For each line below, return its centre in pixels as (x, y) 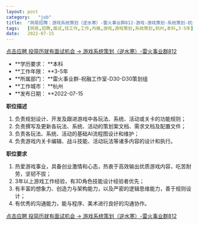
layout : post (22, 12)
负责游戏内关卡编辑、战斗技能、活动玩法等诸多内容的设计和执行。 (95, 141)
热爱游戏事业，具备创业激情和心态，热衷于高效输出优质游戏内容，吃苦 (100, 166)
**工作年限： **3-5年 (41, 71)
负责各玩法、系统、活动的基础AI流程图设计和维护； (77, 134)
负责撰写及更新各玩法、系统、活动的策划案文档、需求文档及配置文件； (100, 126)
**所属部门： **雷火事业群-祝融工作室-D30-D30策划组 (81, 79)
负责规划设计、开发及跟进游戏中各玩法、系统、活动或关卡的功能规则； (100, 119)
